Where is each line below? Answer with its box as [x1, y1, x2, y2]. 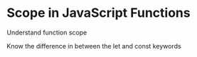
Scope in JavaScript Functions [6, 5, 191, 21]
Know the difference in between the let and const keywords [6, 42, 182, 50]
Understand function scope [6, 28, 87, 37]
